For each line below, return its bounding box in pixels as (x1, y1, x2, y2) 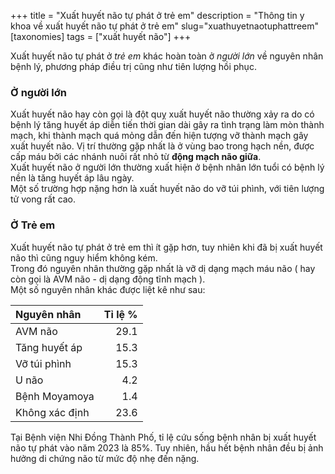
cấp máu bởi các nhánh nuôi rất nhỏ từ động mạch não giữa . (10, 151, 262, 163)
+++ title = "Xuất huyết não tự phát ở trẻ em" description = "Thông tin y (10, 10, 305, 21)
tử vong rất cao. (10, 193, 77, 205)
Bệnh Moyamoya (15, 389, 95, 403)
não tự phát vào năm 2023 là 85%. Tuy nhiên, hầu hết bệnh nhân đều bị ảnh (10, 441, 324, 454)
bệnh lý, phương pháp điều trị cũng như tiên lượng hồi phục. (10, 61, 257, 72)
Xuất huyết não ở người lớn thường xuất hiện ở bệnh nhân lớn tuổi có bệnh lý (10, 161, 325, 174)
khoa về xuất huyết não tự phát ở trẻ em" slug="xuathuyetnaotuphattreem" (10, 20, 319, 32)
